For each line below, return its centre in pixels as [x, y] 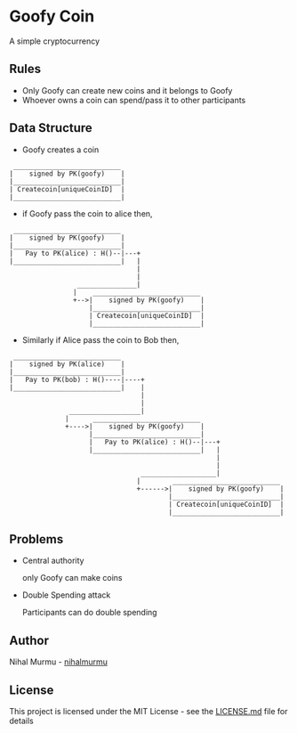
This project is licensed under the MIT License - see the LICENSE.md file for [148, 711]
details [21, 721]
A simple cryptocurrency [55, 41]
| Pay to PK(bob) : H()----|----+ [77, 379]
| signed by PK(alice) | [67, 364]
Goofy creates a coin [60, 150]
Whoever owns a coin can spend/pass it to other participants [134, 100]
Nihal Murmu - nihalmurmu [59, 662]
